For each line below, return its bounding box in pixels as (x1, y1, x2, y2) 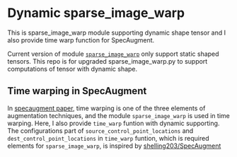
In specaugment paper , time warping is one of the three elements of (7, 104, 206, 112)
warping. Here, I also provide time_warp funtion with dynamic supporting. (7, 119, 220, 127)
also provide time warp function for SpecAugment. (7, 35, 155, 44)
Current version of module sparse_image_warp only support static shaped (7, 50, 219, 58)
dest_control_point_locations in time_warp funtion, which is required (7, 134, 209, 142)
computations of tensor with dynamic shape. (7, 64, 138, 73)
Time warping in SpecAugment (7, 85, 147, 97)
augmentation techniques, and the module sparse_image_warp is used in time (7, 111, 230, 120)
